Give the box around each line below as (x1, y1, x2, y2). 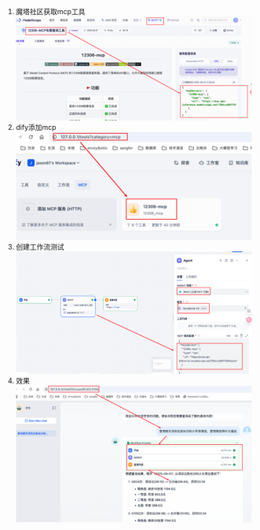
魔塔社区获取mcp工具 (15, 7, 86, 16)
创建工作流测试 (15, 243, 64, 252)
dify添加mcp (15, 122, 57, 132)
